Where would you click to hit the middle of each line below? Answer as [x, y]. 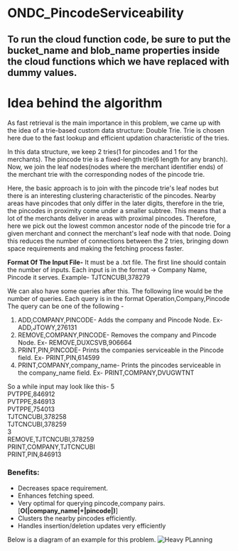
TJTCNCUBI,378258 [37, 416]
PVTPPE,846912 [31, 394]
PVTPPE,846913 [31, 401]
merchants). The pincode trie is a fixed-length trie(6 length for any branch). [118, 159]
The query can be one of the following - [66, 306]
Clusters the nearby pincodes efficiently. [77, 518]
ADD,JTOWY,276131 [47, 327]
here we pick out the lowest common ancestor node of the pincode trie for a [119, 226]
